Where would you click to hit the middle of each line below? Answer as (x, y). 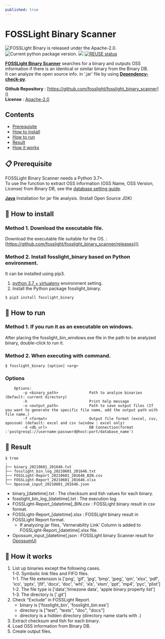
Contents (20, 114)
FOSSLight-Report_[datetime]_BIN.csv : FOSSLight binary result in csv (84, 504)
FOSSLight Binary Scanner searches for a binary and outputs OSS (73, 63)
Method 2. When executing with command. (58, 356)
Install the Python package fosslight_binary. (57, 289)
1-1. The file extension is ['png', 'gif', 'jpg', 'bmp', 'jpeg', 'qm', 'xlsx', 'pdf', (86, 579)
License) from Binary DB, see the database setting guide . (63, 189)
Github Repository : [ (27, 89)
